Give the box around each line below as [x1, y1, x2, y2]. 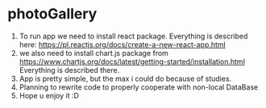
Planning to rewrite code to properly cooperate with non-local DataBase [19, 82, 259, 92]
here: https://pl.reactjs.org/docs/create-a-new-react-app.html [19, 39, 227, 49]
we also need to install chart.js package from [19, 48, 168, 58]
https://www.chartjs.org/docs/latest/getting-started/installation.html [19, 57, 245, 66]
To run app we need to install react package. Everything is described [19, 31, 248, 41]
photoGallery [7, 5, 98, 23]
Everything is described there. [19, 65, 120, 74]
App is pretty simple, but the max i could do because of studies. [19, 74, 232, 83]
